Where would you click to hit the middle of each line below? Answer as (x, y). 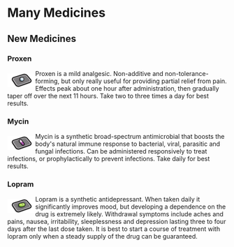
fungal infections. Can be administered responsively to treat (121, 151)
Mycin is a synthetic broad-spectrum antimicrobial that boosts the (130, 137)
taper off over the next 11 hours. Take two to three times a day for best (108, 96)
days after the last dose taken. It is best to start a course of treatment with (114, 229)
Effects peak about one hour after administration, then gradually (127, 88)
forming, (47, 81)
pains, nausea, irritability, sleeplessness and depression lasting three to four (117, 222)
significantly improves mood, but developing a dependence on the (131, 207)
